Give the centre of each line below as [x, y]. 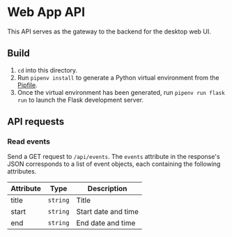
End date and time [106, 223]
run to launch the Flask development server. [80, 100]
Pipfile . [27, 85]
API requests [36, 122]
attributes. [22, 171]
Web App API [46, 12]
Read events [29, 142]
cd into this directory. [47, 70]
